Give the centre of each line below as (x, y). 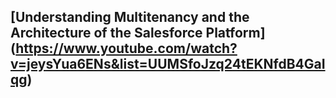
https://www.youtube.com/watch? (126, 48)
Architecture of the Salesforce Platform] (138, 33)
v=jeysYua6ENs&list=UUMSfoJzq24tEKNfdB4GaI (168, 64)
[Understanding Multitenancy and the (130, 17)
